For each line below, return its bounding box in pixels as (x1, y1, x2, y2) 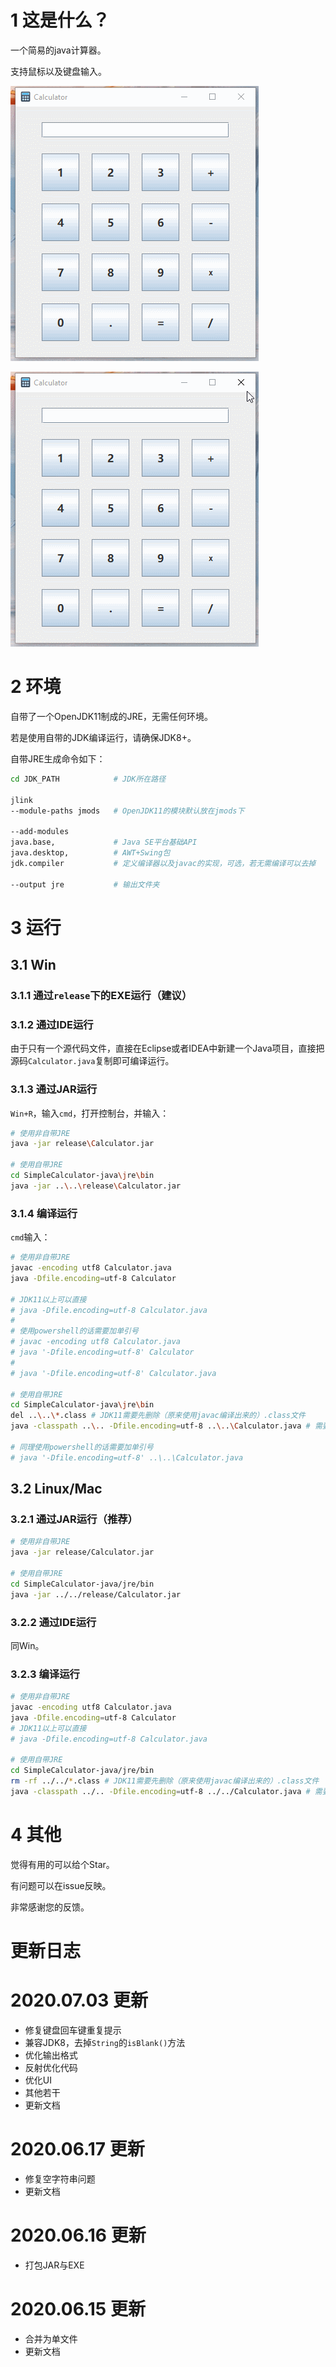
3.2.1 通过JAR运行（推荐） (10, 1512, 138, 1526)
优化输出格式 (24, 2049, 78, 2061)
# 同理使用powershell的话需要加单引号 (10, 1442, 154, 1452)
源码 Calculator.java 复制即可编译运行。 (10, 1055, 175, 1067)
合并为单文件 (24, 2332, 78, 2345)
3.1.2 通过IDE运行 (10, 1017, 94, 1031)
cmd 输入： (10, 1231, 51, 1243)
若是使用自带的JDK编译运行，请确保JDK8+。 (10, 731, 197, 743)
